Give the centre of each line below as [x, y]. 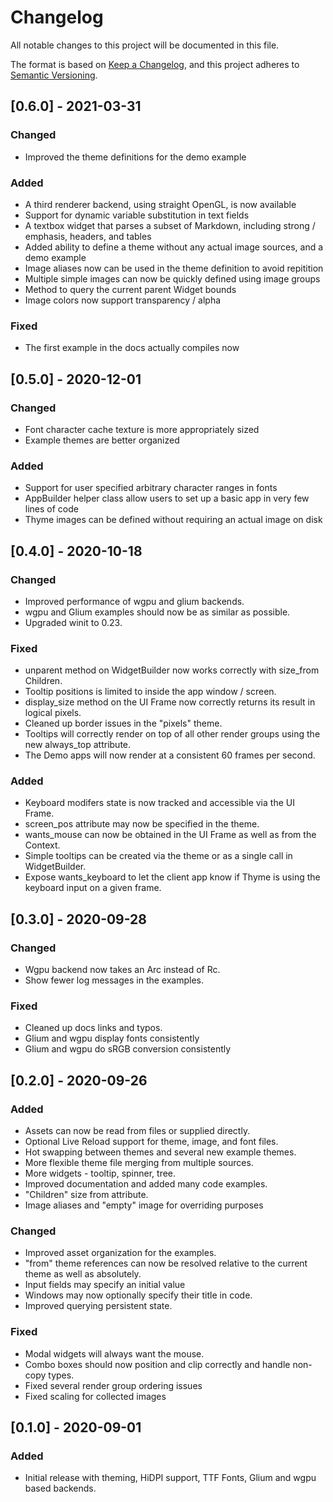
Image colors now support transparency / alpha [123, 300]
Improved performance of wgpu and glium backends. [134, 601]
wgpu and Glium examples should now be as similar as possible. [157, 612]
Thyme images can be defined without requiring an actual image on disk [173, 520]
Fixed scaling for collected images [95, 1396]
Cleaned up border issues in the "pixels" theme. [123, 723]
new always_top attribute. [78, 745]
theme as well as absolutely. [83, 1274]
